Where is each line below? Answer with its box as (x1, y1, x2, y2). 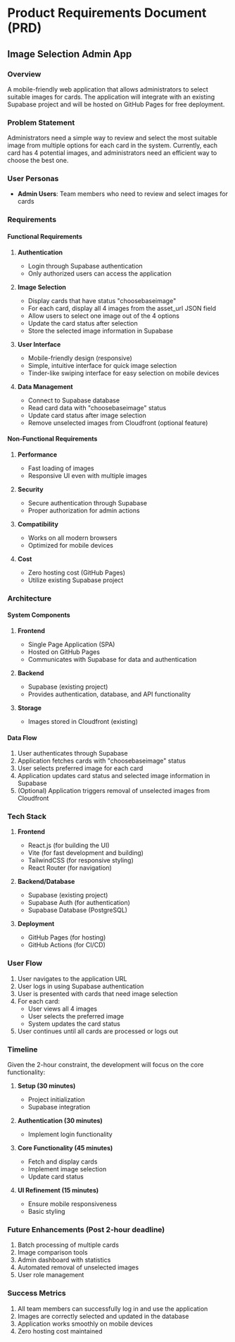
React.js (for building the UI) (27, 841, 110, 850)
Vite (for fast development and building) (27, 849, 144, 857)
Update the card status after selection (27, 319, 139, 327)
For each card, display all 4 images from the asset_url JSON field (27, 304, 217, 312)
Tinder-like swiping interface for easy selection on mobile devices (27, 369, 220, 377)
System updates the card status (27, 1019, 121, 1028)
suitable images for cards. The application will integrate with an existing (7, 92, 215, 101)
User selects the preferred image (27, 1011, 125, 1020)
